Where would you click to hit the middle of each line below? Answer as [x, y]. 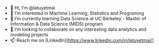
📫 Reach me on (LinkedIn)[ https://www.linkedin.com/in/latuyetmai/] [82, 40]
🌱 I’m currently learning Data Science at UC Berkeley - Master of [78, 18]
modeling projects [29, 35]
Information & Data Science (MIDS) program [56, 24]
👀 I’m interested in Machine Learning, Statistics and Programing [77, 13]
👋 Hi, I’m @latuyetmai [32, 8]
